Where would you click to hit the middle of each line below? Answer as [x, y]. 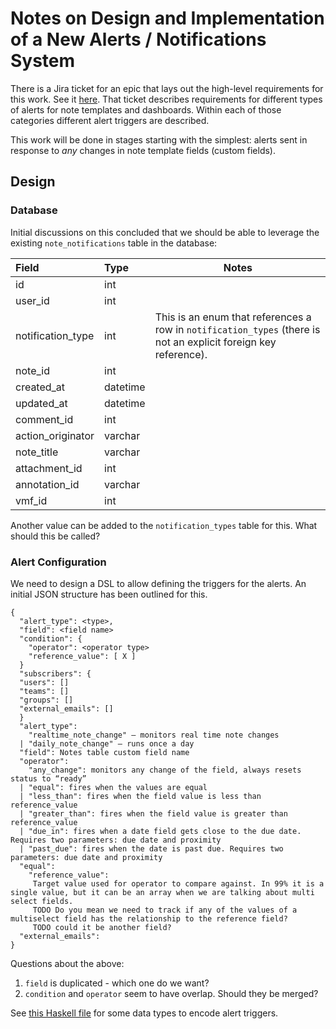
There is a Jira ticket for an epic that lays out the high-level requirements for [167, 88]
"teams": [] [44, 691]
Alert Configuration [58, 562]
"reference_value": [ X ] [82, 656]
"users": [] [44, 682]
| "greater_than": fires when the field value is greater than [153, 813]
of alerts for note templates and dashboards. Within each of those [146, 109]
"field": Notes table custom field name [104, 752]
